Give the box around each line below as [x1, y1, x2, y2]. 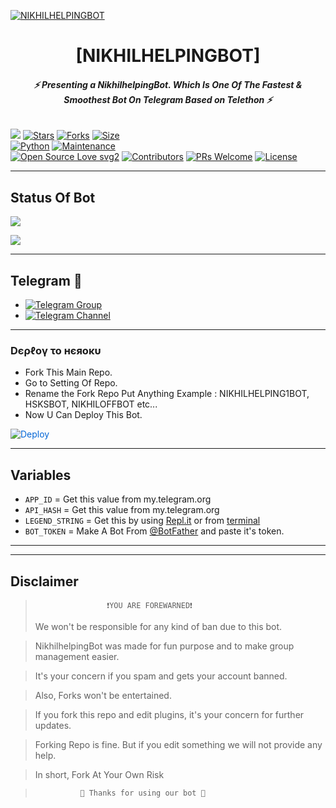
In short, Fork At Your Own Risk [34, 768, 165, 780]
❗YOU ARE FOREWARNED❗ [106, 600, 193, 610]
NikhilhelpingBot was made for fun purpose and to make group [34, 640, 295, 652]
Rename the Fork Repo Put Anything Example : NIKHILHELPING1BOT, [24, 388, 310, 400]
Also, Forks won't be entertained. [34, 689, 172, 701]
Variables [10, 466, 72, 484]
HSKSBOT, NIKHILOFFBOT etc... [24, 398, 158, 410]
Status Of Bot [10, 189, 96, 206]
